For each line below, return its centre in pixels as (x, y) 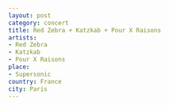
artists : (23, 37)
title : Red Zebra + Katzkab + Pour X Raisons (84, 30)
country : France (35, 81)
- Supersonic (30, 74)
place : (19, 67)
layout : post (30, 15)
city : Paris (28, 89)
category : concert (38, 23)
